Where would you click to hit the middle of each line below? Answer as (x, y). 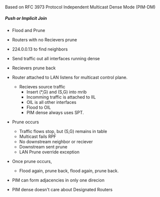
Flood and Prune (29, 30)
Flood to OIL (39, 107)
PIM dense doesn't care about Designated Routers (62, 189)
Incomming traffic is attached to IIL (61, 97)
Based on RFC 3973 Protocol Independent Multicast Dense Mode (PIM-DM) (80, 7)
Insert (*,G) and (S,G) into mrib (57, 92)
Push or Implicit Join (26, 18)
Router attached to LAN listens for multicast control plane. (70, 77)
